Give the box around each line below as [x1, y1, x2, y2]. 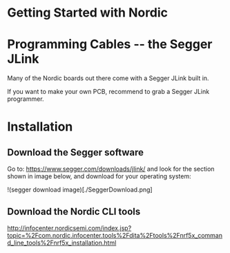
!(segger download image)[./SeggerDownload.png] [7, 185, 153, 194]
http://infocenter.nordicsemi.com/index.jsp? [7, 223, 132, 232]
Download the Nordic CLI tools [7, 205, 141, 217]
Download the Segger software [7, 147, 144, 158]
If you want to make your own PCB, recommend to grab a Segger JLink [7, 88, 209, 96]
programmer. [7, 95, 44, 103]
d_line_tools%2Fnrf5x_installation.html [7, 238, 117, 247]
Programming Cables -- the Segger [7, 37, 213, 53]
